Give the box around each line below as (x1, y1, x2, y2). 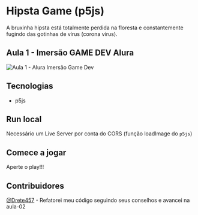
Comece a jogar (6, 147, 67, 158)
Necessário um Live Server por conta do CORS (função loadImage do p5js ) (6, 130, 193, 137)
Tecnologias (6, 81, 53, 91)
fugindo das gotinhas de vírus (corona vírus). (6, 30, 118, 37)
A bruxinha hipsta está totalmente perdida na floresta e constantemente (6, 24, 184, 31)
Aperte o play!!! (6, 163, 44, 171)
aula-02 (6, 203, 26, 210)
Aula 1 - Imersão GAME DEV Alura (6, 48, 134, 58)
